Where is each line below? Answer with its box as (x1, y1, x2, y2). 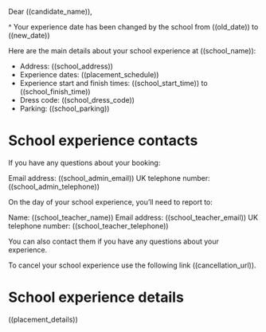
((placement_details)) (8, 314, 78, 324)
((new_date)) (8, 31, 50, 40)
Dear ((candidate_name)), (8, 7, 93, 16)
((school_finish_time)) (19, 87, 91, 96)
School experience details (8, 288, 185, 307)
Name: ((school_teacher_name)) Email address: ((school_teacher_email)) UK (8, 213, 259, 222)
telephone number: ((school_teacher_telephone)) (8, 221, 169, 230)
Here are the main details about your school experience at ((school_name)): (8, 46, 256, 55)
